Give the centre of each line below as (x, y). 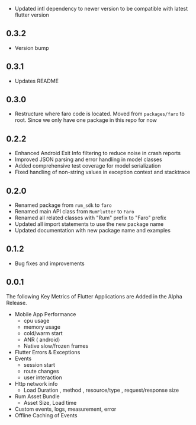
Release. (17, 303)
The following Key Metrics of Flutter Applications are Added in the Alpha (94, 296)
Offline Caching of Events (46, 415)
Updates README (37, 81)
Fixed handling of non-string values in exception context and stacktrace (102, 172)
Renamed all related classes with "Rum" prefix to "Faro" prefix (91, 218)
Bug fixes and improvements (49, 263)
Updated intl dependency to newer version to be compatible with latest (101, 9)
